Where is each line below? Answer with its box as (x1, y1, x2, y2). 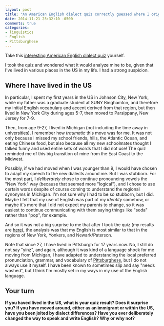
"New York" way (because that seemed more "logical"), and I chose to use (5, 181, 155, 186)
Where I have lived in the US (5, 81, 92, 90)
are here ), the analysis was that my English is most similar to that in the (5, 227, 148, 233)
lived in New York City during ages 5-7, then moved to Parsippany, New (5, 110, 149, 116)
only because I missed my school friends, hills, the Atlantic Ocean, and (5, 135, 147, 141)
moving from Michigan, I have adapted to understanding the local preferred (5, 252, 157, 257)
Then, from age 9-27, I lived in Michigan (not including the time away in (5, 124, 148, 130)
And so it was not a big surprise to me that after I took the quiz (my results (5, 221, 154, 228)
